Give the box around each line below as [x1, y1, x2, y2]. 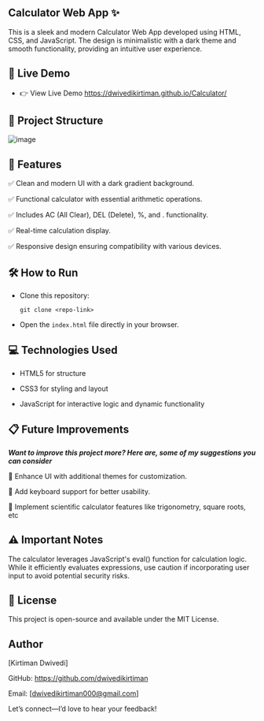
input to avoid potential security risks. [8, 570, 130, 580]
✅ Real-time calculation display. [8, 226, 112, 236]
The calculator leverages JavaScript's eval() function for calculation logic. [8, 554, 247, 563]
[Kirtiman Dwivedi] [8, 658, 68, 668]
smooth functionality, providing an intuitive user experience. [8, 43, 203, 54]
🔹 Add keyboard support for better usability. [8, 486, 151, 496]
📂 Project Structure [8, 114, 104, 128]
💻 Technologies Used [8, 344, 118, 357]
